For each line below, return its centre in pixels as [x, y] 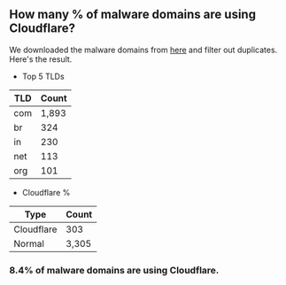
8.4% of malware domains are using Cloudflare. [114, 270]
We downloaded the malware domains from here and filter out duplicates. [143, 50]
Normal [29, 243]
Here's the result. [41, 59]
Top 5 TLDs [43, 76]
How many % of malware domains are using [133, 15]
